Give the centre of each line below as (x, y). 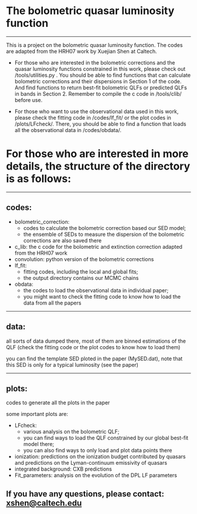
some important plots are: (37, 414)
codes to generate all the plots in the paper (58, 403)
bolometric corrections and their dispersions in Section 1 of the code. (98, 81)
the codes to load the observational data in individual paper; (96, 290)
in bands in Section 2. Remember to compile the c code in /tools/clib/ (98, 94)
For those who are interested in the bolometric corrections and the (95, 62)
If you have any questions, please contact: (85, 494)
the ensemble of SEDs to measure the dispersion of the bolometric (104, 234)
